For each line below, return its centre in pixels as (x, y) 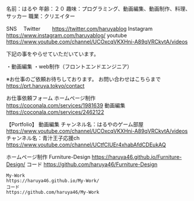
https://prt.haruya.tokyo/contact (45, 86)
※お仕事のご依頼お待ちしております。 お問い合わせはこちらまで (84, 79)
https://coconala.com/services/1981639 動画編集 (66, 105)
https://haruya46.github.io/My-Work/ (53, 181)
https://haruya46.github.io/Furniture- (137, 157)
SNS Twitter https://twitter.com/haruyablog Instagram (79, 29)
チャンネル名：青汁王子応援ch (43, 138)
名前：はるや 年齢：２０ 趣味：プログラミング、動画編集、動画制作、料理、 (98, 9)
